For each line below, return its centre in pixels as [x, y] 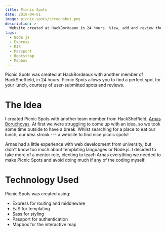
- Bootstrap [22, 56]
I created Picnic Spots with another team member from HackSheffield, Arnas [83, 119]
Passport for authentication [40, 219]
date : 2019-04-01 [23, 14]
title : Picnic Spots [26, 10]
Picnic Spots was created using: [38, 194]
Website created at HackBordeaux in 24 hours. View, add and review [82, 28]
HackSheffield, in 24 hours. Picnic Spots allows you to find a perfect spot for [83, 80]
